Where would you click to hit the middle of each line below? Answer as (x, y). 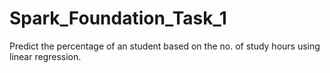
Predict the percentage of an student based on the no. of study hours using (165, 46)
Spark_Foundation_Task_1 (118, 18)
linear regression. (45, 56)
